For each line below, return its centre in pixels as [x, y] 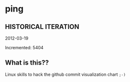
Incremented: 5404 [24, 48]
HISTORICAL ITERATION [42, 27]
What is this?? [27, 63]
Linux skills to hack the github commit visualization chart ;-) [65, 74]
